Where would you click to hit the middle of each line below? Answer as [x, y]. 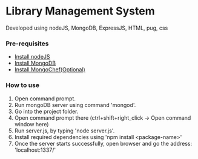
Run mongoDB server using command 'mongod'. [75, 105]
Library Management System [80, 11]
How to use [23, 85]
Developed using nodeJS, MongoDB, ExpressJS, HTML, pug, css [87, 28]
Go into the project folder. [46, 111]
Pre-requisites [27, 44]
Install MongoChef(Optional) [50, 70]
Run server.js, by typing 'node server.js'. [64, 131]
